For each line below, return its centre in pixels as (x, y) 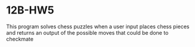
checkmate (20, 39)
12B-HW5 (30, 10)
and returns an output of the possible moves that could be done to (87, 32)
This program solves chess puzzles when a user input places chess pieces (98, 26)
